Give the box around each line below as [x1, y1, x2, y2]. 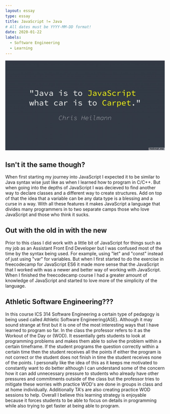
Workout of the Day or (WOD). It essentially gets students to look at [5, 332, 146, 338]
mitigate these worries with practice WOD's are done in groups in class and [5, 381, 163, 387]
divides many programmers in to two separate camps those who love [5, 206, 150, 213]
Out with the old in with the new [5, 226, 107, 235]
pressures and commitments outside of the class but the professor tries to [5, 375, 160, 382]
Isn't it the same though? [5, 160, 86, 169]
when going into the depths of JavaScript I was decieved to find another [5, 185, 156, 191]
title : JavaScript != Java [5, 19, 62, 24]
